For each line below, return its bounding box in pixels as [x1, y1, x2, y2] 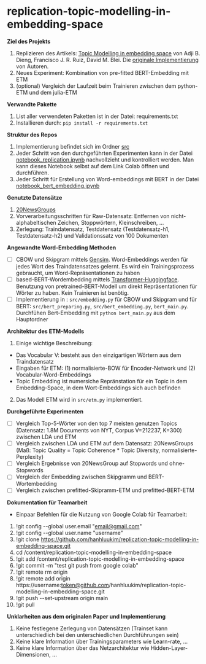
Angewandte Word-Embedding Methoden [7, 244, 116, 251]
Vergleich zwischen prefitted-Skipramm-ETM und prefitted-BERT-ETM [15, 486, 195, 494]
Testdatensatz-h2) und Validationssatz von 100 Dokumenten [15, 232, 169, 239]
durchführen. [15, 169, 50, 176]
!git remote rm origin [15, 568, 68, 576]
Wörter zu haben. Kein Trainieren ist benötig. [15, 289, 129, 297]
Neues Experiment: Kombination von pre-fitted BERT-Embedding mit [15, 69, 189, 76]
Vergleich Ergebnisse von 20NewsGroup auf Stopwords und [15, 459, 168, 467]
